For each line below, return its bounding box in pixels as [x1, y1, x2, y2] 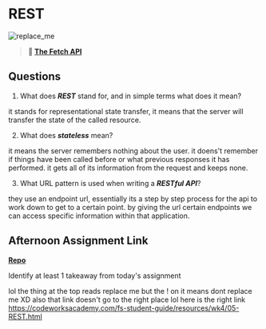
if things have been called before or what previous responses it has [8, 154, 230, 164]
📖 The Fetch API [27, 46, 82, 56]
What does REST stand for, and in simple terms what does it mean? [19, 91, 242, 101]
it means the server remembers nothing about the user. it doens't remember [8, 145, 258, 156]
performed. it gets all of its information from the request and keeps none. [8, 163, 248, 172]
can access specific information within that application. [8, 211, 190, 220]
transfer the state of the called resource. [8, 115, 141, 125]
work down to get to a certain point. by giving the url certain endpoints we [8, 202, 252, 212]
